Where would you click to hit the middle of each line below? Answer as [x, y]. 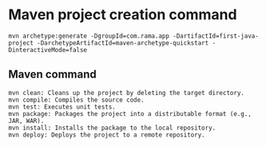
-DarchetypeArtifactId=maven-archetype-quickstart [123, 43]
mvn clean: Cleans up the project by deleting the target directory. [127, 93]
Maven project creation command [123, 15]
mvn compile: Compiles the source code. [77, 100]
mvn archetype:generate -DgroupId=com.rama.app [89, 36]
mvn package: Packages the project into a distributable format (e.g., [130, 113]
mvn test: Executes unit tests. [62, 107]
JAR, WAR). [26, 121]
